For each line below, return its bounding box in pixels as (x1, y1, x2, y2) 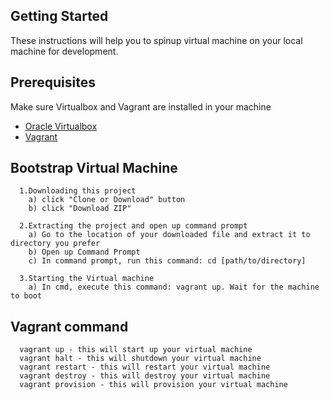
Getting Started (10, 8, 109, 25)
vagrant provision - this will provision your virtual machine (19, 380, 288, 390)
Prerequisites (10, 74, 96, 91)
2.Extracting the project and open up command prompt (19, 221, 248, 231)
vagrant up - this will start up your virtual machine (19, 345, 253, 355)
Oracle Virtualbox (24, 120, 98, 132)
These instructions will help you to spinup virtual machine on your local (10, 34, 303, 46)
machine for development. (10, 45, 119, 57)
